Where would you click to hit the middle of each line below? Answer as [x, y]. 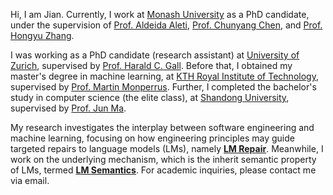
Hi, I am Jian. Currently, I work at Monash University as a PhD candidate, [160, 14]
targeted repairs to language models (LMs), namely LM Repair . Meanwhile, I [167, 148]
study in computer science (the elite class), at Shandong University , [150, 97]
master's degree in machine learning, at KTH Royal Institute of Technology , [164, 76]
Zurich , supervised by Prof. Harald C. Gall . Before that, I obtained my [151, 65]
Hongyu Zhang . [42, 35]
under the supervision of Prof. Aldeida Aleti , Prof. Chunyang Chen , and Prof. [166, 25]
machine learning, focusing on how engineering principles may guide [152, 138]
